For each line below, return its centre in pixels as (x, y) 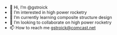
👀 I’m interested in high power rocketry (48, 12)
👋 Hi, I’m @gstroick (29, 7)
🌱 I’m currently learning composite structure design (61, 17)
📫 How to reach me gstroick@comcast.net (52, 28)
